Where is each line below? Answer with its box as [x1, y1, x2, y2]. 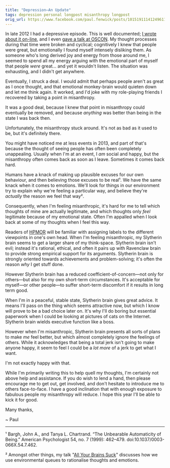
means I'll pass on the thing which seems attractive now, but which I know [5, 303, 160, 309]
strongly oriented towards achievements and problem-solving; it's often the [5, 256, 163, 262]
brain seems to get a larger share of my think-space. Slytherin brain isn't [5, 240, 156, 246]
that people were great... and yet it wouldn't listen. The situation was [5, 63, 148, 69]
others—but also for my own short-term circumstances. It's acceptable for [5, 277, 160, 283]
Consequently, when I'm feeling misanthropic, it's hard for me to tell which [5, 203, 160, 209]
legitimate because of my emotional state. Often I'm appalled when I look [5, 214, 157, 220]
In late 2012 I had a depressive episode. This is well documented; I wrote [5, 31, 157, 37]
